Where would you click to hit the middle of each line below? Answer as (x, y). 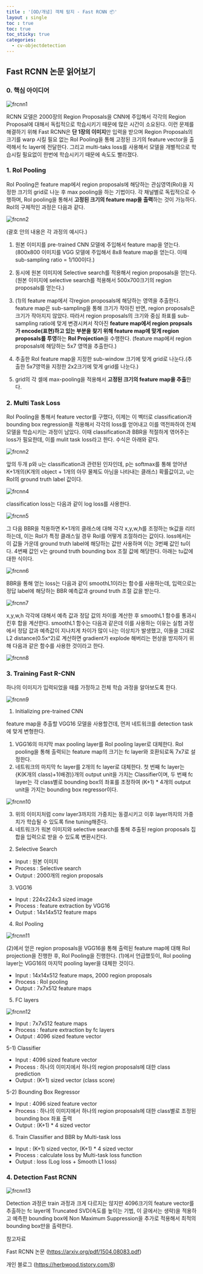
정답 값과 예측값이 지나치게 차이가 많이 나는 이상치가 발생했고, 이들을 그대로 (106, 631)
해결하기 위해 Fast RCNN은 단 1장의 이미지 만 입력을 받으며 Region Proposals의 (100, 131)
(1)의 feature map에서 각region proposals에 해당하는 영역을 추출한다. (97, 300)
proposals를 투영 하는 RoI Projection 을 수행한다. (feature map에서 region (103, 338)
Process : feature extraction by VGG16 (63, 906)
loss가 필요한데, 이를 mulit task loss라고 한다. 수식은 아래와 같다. (83, 440)
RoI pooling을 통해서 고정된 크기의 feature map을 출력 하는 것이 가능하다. (110, 199)
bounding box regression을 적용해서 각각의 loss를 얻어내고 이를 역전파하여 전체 (101, 424)
